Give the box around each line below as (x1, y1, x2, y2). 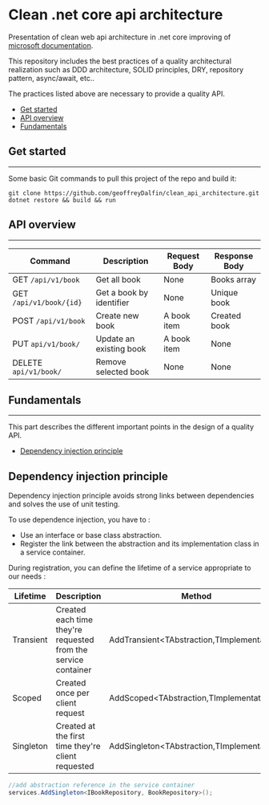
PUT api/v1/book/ (12, 338, 80, 349)
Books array (211, 274, 256, 285)
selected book (95, 366, 150, 377)
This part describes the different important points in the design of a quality (8, 422, 255, 432)
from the (55, 644, 88, 656)
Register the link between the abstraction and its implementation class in (19, 539, 259, 549)
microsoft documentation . (8, 40, 94, 50)
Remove (95, 356, 126, 367)
